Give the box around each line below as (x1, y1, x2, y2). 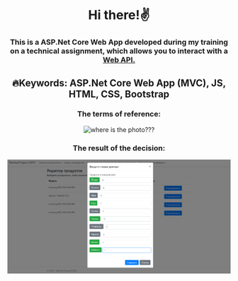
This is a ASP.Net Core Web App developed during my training (9, 38, 229, 48)
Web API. (102, 55, 136, 65)
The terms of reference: (76, 109, 161, 119)
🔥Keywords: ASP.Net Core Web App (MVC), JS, (11, 77, 227, 89)
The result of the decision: (72, 143, 166, 153)
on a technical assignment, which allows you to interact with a (10, 46, 228, 56)
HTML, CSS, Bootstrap (68, 88, 170, 100)
